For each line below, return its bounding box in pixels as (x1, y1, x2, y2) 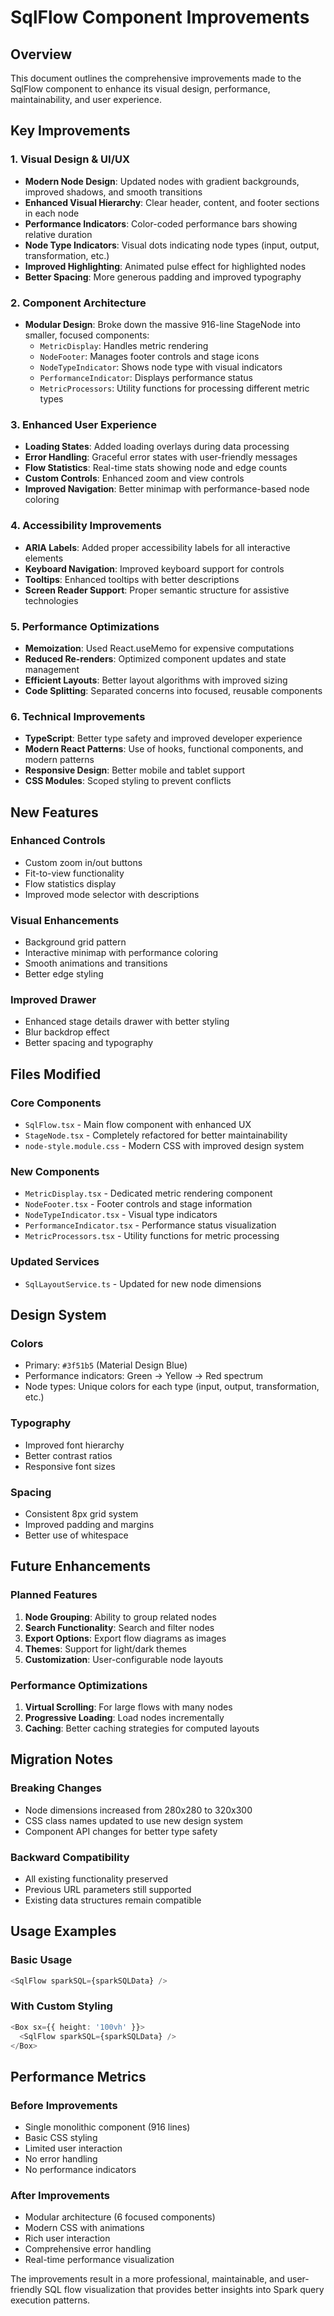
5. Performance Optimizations (10, 619, 160, 633)
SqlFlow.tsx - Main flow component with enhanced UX (24, 1119, 252, 1131)
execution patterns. (10, 2294, 91, 2306)
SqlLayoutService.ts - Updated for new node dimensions (24, 1277, 262, 1290)
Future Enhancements (10, 1558, 152, 1575)
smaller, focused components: (24, 329, 150, 341)
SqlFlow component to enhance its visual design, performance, (10, 83, 271, 95)
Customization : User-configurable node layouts (24, 1653, 224, 1665)
